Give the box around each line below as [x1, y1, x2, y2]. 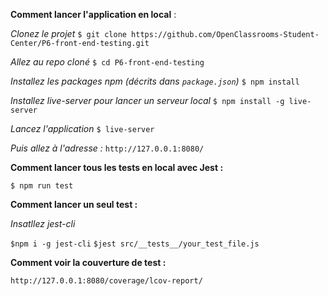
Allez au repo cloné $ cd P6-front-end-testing [10, 56, 205, 68]
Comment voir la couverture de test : [10, 257, 167, 268]
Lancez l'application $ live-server [10, 123, 155, 134]
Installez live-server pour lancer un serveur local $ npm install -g [10, 95, 285, 106]
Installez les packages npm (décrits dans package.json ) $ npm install [10, 75, 300, 87]
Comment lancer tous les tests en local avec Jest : [10, 162, 224, 173]
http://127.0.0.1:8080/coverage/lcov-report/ [10, 276, 203, 286]
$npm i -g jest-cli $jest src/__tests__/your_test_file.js [10, 239, 260, 249]
